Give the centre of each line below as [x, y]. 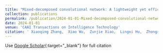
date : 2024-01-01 [23, 23]
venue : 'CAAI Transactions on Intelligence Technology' [63, 27]
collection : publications [31, 14]
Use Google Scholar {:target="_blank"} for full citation [58, 46]
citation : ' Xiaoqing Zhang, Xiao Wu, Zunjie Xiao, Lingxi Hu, [73, 32]
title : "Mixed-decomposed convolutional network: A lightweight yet [76, 9]
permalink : [16, 18]
